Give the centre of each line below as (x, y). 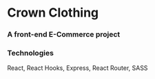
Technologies (30, 53)
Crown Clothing (53, 13)
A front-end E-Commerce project (64, 35)
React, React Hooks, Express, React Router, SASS (77, 68)
